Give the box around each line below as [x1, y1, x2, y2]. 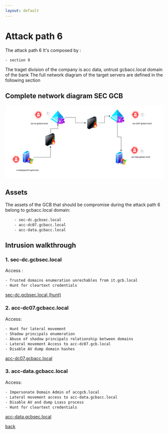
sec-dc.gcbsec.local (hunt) [5, 292, 62, 298]
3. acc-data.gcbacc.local [5, 368, 68, 375]
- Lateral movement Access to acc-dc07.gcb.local [5, 341, 111, 346]
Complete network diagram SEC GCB [5, 91, 123, 100]
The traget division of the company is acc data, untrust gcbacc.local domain [5, 66, 163, 73]
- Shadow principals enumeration [5, 331, 75, 336]
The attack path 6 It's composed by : [5, 47, 81, 53]
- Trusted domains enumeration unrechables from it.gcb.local [5, 278, 138, 283]
